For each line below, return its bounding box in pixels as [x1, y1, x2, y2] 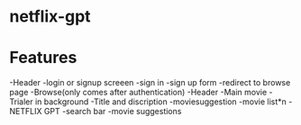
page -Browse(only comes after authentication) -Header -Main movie [9, 87, 268, 98]
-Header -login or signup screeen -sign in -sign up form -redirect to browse [9, 77, 291, 88]
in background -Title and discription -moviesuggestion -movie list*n [34, 96, 287, 107]
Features [9, 48, 78, 68]
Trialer [9, 96, 33, 107]
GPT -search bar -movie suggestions [43, 106, 182, 117]
